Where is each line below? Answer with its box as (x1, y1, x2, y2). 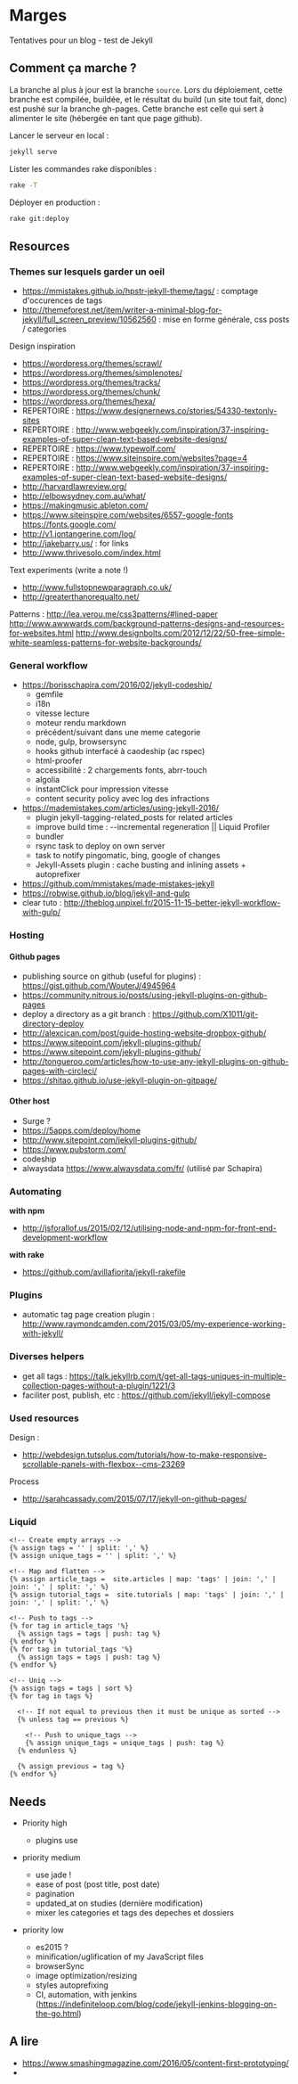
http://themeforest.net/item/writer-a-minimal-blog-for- (21, 305, 222, 316)
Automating (9, 1185, 62, 1197)
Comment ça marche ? (9, 61, 137, 76)
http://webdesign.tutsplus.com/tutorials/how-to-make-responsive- (21, 1449, 268, 1460)
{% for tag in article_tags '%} (9, 1621, 129, 1631)
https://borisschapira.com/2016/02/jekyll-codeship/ (21, 679, 213, 691)
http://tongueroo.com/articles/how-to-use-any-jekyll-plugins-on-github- (21, 1056, 289, 1067)
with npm (9, 1205, 45, 1216)
